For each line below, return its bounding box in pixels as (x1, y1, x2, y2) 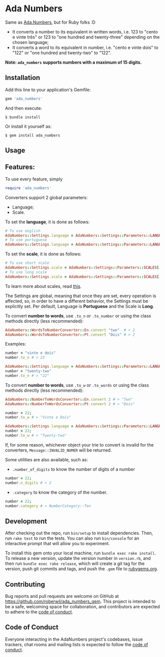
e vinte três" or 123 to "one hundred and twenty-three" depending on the (12, 34, 160, 40)
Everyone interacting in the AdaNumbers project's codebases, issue (5, 636, 143, 642)
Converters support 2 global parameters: (5, 194, 88, 200)
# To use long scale (5, 270, 48, 275)
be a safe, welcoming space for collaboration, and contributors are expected (5, 604, 160, 610)
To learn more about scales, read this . (5, 283, 82, 289)
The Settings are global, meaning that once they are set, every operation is (5, 293, 156, 299)
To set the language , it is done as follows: (5, 219, 90, 225)
